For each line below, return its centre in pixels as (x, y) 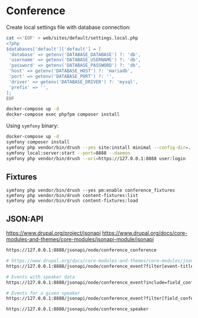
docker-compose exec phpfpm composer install (63, 114)
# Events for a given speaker (43, 293)
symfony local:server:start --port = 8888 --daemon (68, 153)
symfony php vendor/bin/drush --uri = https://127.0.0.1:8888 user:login (96, 158)
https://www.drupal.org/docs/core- (145, 233)
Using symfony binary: (32, 126)
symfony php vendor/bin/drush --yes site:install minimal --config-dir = (97, 147)
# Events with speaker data (41, 277)
